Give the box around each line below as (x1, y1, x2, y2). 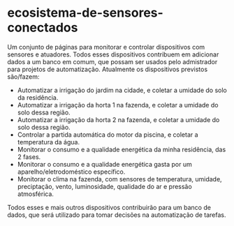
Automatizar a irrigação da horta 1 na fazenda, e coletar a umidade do (17, 100, 219, 109)
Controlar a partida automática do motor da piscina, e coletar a (17, 130, 198, 139)
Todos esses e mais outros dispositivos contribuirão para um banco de (7, 203, 212, 211)
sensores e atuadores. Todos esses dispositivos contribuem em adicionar (7, 50, 219, 59)
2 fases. (17, 152, 41, 161)
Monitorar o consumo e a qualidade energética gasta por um (17, 160, 192, 168)
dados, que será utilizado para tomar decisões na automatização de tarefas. (7, 211, 226, 219)
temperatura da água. (17, 137, 80, 146)
